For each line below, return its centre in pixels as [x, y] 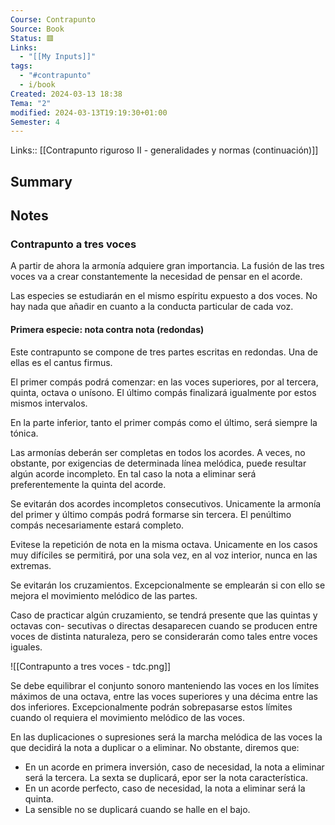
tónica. [24, 433]
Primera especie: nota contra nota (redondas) [107, 329]
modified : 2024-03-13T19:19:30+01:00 [89, 112]
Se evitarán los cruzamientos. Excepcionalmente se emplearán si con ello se [168, 585]
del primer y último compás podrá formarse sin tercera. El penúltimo [151, 514]
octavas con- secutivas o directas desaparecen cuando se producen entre [164, 625]
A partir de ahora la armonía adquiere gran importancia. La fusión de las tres [167, 266]
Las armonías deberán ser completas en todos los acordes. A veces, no [158, 452]
